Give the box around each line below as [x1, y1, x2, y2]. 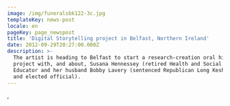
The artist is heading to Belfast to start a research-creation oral [13, 54, 216, 61]
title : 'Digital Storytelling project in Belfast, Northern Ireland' [7, 35, 210, 42]
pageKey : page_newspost [7, 29, 75, 36]
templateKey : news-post [7, 16, 75, 23]
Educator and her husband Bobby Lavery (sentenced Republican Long [13, 67, 210, 73]
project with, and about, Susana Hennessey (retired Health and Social [13, 60, 222, 67]
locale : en [7, 22, 38, 29]
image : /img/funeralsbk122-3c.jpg [7, 10, 106, 17]
